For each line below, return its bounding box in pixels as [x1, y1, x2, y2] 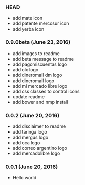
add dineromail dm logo [12, 72, 62, 78]
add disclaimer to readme [12, 123, 66, 129]
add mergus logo [12, 134, 49, 140]
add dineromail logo [12, 77, 55, 84]
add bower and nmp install [12, 99, 68, 105]
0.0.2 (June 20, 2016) [5, 112, 60, 119]
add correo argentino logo [12, 145, 67, 151]
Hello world [12, 175, 37, 181]
